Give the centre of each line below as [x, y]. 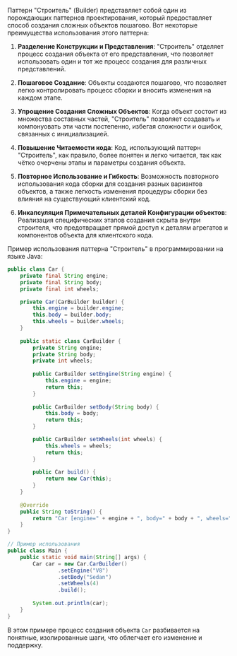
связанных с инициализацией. [63, 134]
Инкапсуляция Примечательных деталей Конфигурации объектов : [122, 212]
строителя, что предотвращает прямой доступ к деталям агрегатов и [123, 228]
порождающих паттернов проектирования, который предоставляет [110, 18]
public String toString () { [61, 512]
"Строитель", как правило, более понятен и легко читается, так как [120, 155]
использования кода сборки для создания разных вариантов [110, 184]
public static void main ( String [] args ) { [83, 557]
